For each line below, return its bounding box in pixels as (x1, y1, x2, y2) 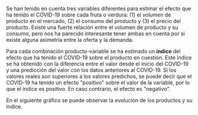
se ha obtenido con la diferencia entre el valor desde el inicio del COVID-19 (6, 60, 189, 67)
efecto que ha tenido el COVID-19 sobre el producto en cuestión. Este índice (6, 54, 192, 61)
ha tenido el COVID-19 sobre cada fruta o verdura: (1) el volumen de (6, 11, 171, 18)
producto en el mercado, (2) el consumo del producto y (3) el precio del (6, 18, 181, 24)
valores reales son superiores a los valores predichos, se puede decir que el (6, 73, 192, 80)
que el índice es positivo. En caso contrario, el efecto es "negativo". (6, 86, 171, 92)
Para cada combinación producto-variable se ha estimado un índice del (6, 48, 181, 55)
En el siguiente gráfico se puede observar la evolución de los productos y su (6, 97, 193, 104)
